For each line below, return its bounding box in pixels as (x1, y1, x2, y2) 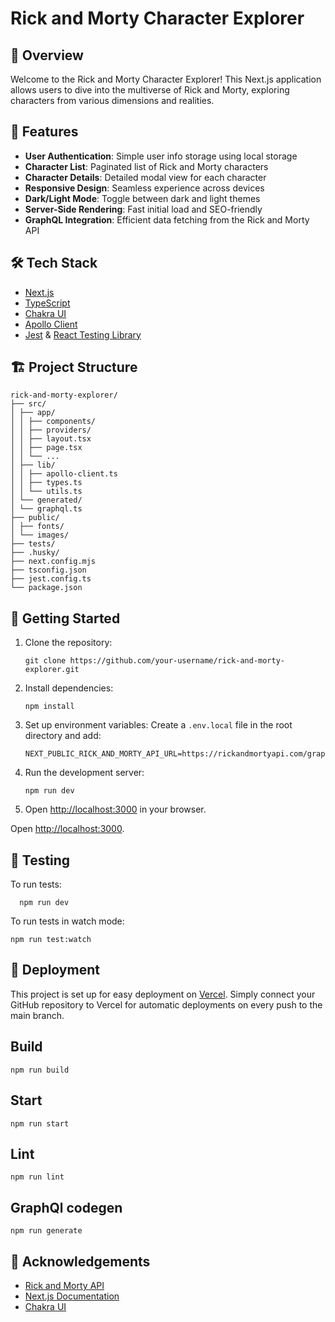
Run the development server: (24, 767, 145, 779)
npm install (24, 702, 75, 712)
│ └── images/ (10, 530, 70, 541)
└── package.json (10, 583, 83, 593)
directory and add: (24, 730, 102, 742)
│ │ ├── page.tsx (10, 443, 83, 453)
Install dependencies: (24, 682, 114, 694)
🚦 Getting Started (10, 610, 121, 627)
